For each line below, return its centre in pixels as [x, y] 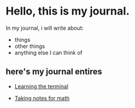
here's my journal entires [54, 72]
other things [29, 46]
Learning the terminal [41, 86]
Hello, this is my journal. [68, 11]
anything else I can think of [48, 52]
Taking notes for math [42, 98]
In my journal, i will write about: [45, 28]
